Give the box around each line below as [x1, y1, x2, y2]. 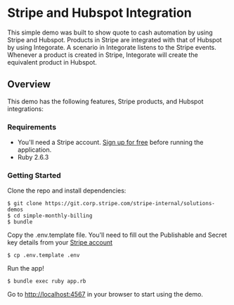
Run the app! [7, 264, 44, 273]
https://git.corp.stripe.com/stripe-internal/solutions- [44, 200, 216, 207]
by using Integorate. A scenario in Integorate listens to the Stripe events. [7, 43, 216, 51]
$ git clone [7, 200, 42, 207]
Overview [7, 79, 51, 91]
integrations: [7, 104, 44, 113]
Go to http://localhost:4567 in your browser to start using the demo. [7, 290, 204, 299]
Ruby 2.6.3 [17, 153, 49, 162]
